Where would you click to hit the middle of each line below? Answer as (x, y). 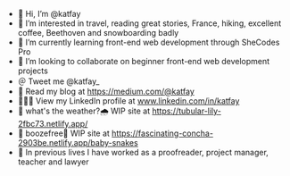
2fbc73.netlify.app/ (53, 124)
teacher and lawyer (53, 162)
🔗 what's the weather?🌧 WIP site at (83, 111)
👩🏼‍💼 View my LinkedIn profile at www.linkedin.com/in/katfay (128, 101)
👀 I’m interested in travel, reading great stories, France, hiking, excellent (149, 23)
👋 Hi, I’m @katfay (49, 14)
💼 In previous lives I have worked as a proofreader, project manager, (143, 152)
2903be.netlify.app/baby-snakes (78, 142)
